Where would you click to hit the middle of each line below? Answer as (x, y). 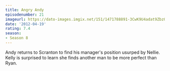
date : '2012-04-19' (26, 24)
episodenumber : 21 (25, 15)
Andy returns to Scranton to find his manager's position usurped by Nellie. (83, 52)
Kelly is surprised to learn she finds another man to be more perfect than (81, 57)
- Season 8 (17, 38)
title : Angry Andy (25, 10)
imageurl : (16, 19)
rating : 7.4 (18, 29)
